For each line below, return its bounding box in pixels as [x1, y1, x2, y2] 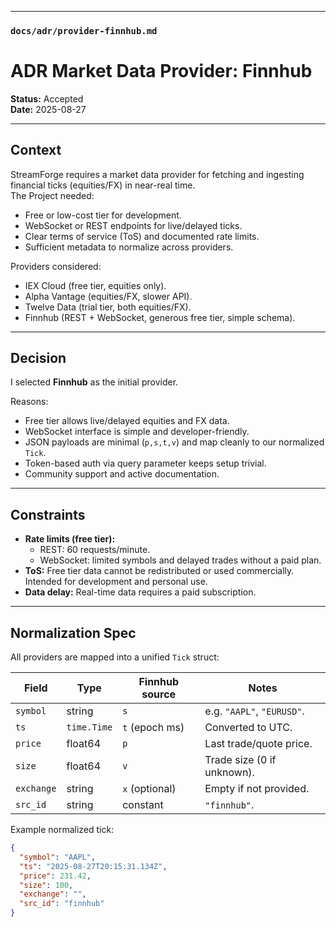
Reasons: [10, 396, 49, 408]
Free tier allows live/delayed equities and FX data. [24, 415, 230, 427]
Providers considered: [10, 260, 102, 272]
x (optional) [122, 782, 177, 796]
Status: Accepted [10, 92, 84, 105]
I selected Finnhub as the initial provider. [10, 376, 179, 388]
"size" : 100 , [19, 880, 74, 890]
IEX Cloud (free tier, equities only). [24, 279, 167, 291]
